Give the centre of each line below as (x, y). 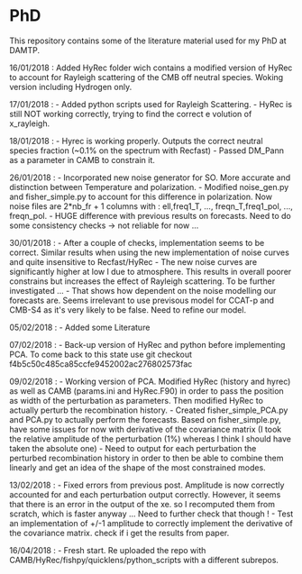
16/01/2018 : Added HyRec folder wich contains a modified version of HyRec (151, 68)
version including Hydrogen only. (71, 87)
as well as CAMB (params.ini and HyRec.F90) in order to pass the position (146, 391)
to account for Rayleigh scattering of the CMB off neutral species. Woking (146, 77)
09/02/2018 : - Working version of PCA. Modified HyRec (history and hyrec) (150, 381)
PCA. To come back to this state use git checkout (101, 354)
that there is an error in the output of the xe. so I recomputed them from (142, 504)
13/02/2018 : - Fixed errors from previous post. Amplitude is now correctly (147, 485)
